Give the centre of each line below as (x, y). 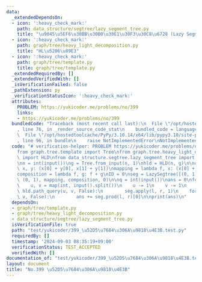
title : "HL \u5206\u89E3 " (48, 51)
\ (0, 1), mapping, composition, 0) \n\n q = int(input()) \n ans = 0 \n (105, 180)
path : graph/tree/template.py (55, 62)
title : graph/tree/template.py (56, 68)
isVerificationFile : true (44, 225)
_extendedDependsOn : (37, 17)
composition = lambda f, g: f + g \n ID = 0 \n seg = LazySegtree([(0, (103, 174)
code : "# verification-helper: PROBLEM (62, 146)
